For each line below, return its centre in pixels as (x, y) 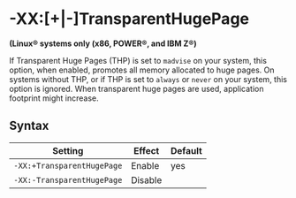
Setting (68, 150)
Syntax (29, 126)
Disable (147, 179)
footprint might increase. (54, 98)
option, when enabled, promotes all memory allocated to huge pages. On (142, 70)
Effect (147, 150)
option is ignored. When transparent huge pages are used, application (137, 88)
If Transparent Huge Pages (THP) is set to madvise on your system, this (138, 60)
